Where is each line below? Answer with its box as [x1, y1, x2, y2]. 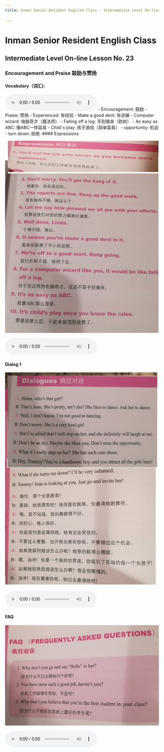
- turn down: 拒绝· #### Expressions [5, 131, 79, 137]
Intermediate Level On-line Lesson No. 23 [5, 54, 134, 63]
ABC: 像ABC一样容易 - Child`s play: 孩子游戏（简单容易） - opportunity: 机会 [5, 125, 159, 131]
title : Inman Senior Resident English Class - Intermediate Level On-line [5, 8, 161, 13]
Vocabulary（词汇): [5, 83, 45, 89]
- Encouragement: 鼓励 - [97, 106, 147, 112]
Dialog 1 [5, 361, 21, 367]
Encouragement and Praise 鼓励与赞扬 [5, 70, 97, 76]
